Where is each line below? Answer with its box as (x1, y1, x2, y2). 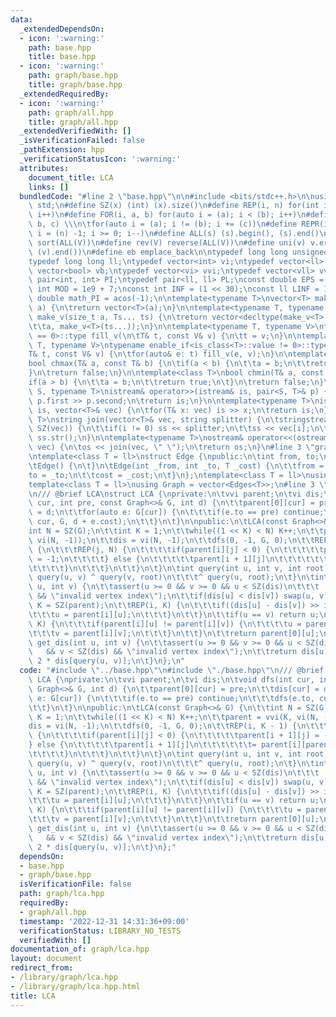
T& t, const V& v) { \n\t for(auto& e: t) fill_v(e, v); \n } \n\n (28, 349, 293, 360)
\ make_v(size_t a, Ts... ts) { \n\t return (28, 312, 208, 322)
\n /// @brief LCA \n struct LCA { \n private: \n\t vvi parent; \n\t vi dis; (28, 489, 325, 499)
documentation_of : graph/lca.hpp (10, 944, 150, 955)
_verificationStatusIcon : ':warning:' (19, 154, 182, 164)
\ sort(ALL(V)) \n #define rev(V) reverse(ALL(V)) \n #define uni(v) (28, 237, 307, 248)
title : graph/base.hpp (28, 80, 123, 90)
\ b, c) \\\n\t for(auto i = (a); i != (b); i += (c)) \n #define (28, 219, 298, 230)
